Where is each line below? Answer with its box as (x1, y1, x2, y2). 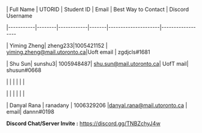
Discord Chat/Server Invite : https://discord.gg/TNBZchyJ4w (6, 120, 161, 127)
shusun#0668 (6, 66, 41, 74)
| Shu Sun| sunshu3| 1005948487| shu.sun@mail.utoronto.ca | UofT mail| (6, 60, 189, 67)
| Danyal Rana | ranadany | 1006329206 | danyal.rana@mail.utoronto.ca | (6, 102, 187, 109)
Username (6, 12, 33, 19)
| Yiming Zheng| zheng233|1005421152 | (6, 42, 108, 49)
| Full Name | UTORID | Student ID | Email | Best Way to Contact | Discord (6, 6, 189, 13)
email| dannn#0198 (6, 108, 55, 115)
